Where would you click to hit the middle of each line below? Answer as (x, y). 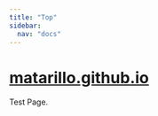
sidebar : (25, 26)
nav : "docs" (39, 34)
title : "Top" (33, 17)
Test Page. (29, 102)
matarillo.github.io (79, 77)
